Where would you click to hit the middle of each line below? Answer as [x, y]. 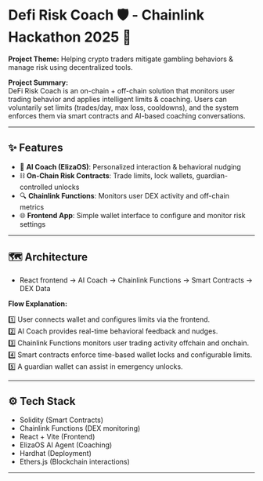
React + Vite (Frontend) [57, 437]
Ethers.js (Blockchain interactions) [75, 462]
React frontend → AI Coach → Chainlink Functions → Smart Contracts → [136, 280]
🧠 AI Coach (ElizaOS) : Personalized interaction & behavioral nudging [130, 166]
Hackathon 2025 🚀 [70, 37]
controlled [36, 187]
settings [32, 224]
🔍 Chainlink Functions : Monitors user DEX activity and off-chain [124, 195]
